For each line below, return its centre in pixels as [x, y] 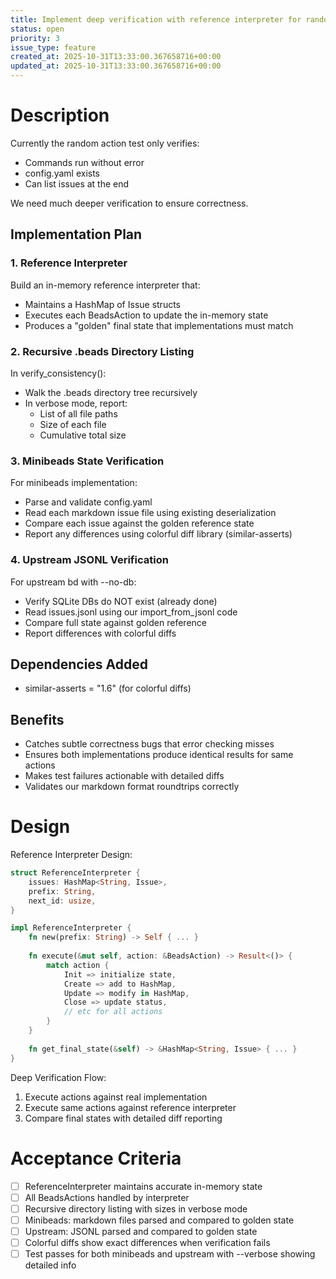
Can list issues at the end [77, 183]
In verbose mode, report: [76, 403]
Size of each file [73, 424]
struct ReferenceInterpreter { [75, 873]
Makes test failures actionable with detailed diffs [124, 776]
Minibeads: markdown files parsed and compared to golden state [159, 1220]
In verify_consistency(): [58, 373]
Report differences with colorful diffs [100, 633]
